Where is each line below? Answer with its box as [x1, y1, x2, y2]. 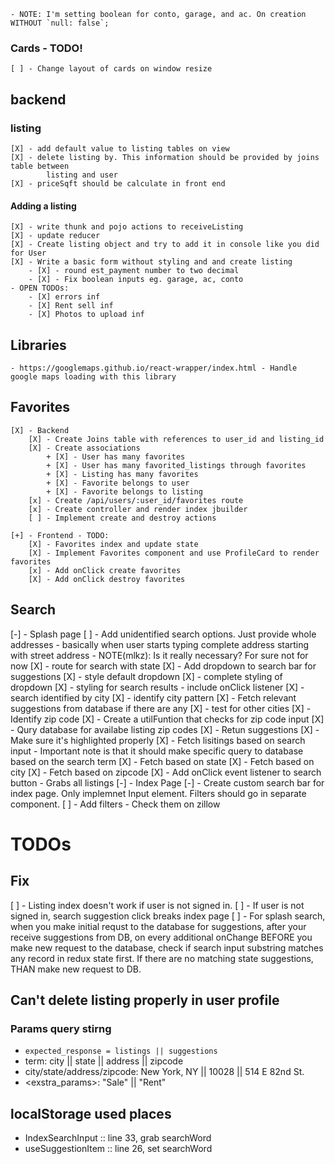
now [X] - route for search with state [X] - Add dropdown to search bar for [10, 660, 317, 672]
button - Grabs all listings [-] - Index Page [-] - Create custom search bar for [10, 776, 325, 789]
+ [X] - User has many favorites [46, 451, 186, 462]
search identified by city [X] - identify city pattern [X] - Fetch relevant [10, 691, 297, 704]
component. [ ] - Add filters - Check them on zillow [10, 798, 221, 810]
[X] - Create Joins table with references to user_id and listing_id [28, 434, 325, 444]
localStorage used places [10, 1105, 172, 1122]
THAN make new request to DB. [10, 963, 142, 975]
